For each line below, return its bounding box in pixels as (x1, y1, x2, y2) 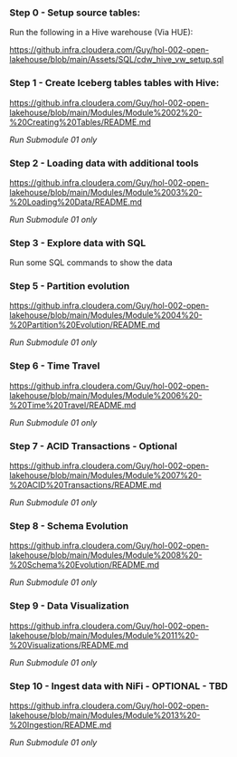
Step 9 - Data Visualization (9, 599, 129, 612)
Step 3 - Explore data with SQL (9, 236, 147, 249)
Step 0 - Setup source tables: (9, 6, 141, 19)
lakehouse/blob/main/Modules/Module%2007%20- (9, 470, 202, 481)
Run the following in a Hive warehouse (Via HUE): (9, 27, 194, 38)
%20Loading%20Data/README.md (9, 196, 143, 207)
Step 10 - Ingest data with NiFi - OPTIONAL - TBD (9, 679, 229, 692)
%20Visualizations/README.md (9, 639, 129, 650)
